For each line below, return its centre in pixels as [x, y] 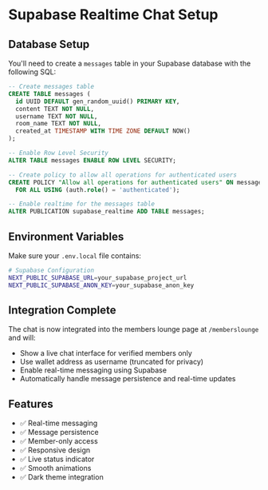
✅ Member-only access [59, 441]
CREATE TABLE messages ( [49, 94]
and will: [22, 338]
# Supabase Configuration [51, 270]
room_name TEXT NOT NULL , [59, 124]
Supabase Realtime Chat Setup [113, 15]
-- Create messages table [51, 86]
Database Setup [49, 44]
